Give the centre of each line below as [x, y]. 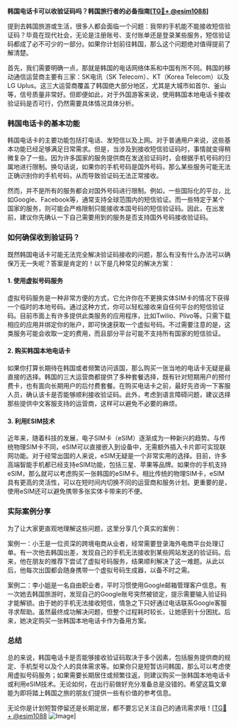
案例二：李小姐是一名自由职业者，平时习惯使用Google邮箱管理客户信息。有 [117, 585]
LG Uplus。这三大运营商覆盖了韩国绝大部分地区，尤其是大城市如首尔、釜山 [117, 85]
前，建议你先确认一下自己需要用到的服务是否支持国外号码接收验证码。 [110, 217]
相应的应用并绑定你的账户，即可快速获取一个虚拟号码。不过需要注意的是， [116, 324]
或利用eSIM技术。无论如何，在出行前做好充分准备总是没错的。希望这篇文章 [117, 684]
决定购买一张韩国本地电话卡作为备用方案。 [88, 621]
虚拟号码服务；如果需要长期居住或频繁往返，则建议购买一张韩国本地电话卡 [122, 675]
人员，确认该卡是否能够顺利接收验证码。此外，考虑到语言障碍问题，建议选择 [119, 394]
